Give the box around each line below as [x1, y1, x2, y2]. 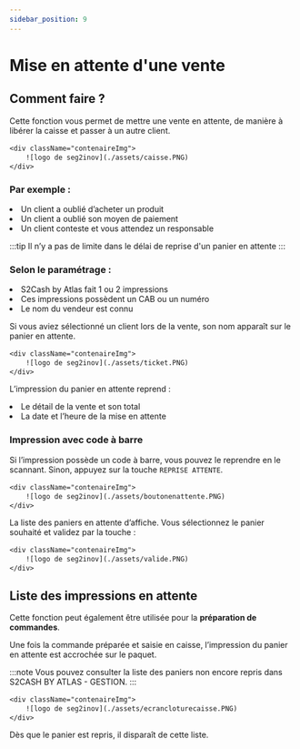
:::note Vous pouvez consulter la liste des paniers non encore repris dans [9, 667, 284, 678]
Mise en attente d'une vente [9, 55, 225, 76]
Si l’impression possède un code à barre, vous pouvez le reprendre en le [9, 454, 282, 465]
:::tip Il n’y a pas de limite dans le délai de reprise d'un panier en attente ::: [9, 240, 286, 251]
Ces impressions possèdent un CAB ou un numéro [21, 294, 210, 305]
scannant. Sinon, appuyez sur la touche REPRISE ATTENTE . [9, 464, 224, 475]
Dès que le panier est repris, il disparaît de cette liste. [9, 729, 209, 741]
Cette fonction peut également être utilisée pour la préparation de [9, 612, 257, 623]
